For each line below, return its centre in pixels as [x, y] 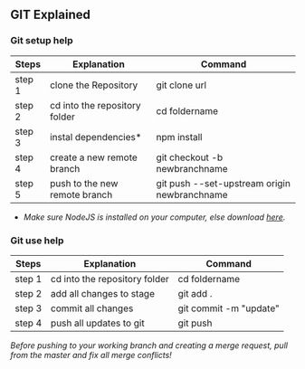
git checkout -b [190, 157]
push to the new [84, 183]
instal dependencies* [95, 137]
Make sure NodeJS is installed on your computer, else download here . [154, 217]
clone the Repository [94, 85]
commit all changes [92, 308]
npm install [179, 137]
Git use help [37, 241]
